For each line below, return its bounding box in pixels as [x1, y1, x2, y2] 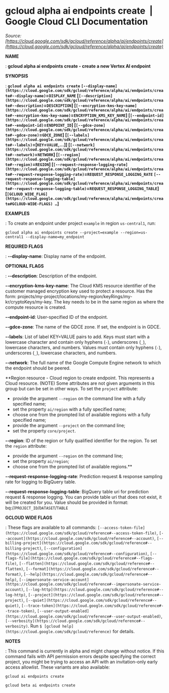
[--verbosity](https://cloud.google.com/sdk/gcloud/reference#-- [5, 618, 145, 624]
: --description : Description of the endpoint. [5, 273, 97, 279]
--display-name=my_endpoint [25, 234, 85, 239]
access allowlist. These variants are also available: [5, 664, 110, 670]
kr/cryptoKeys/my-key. [5, 299, 53, 305]
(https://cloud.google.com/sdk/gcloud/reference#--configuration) [5, 551, 148, 556]
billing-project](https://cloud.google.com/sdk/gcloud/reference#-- [5, 540, 152, 545]
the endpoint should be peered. [5, 365, 71, 371]
